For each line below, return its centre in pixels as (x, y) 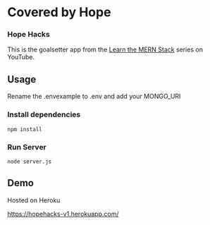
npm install (25, 129)
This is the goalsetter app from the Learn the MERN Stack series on (105, 49)
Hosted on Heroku (34, 200)
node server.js (30, 162)
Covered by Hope (59, 12)
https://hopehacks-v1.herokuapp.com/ (63, 214)
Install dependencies (44, 115)
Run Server (27, 147)
